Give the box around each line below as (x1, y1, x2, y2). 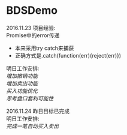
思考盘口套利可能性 (6, 94, 54, 102)
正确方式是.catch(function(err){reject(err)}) (14, 52, 122, 59)
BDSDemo (6, 4, 58, 17)
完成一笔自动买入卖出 (6, 122, 59, 130)
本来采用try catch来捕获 (14, 44, 74, 52)
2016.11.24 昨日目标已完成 (6, 107, 70, 115)
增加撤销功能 (6, 72, 38, 79)
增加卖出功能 (6, 79, 38, 87)
